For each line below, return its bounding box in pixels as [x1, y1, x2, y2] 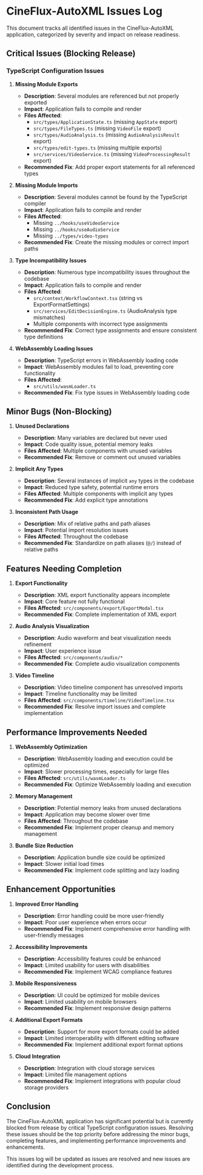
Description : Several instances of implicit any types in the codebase [24, 477, 195, 484]
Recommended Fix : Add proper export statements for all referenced [24, 163, 195, 171]
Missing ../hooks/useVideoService [33, 219, 120, 226]
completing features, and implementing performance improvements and [6, 1137, 186, 1144]
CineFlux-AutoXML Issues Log [6, 4, 162, 18]
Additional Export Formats [15, 1016, 83, 1023]
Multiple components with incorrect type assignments [33, 320, 168, 327]
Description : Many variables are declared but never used [24, 434, 168, 442]
